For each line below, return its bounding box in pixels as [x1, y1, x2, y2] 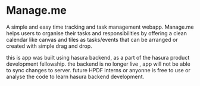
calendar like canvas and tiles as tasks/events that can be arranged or [6, 36, 178, 43]
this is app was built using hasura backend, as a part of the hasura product [6, 54, 190, 61]
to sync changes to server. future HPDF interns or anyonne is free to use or [6, 66, 190, 73]
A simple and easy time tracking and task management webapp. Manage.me [6, 23, 194, 30]
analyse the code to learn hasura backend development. [6, 73, 145, 80]
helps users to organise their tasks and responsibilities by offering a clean [6, 29, 187, 36]
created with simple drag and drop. [6, 42, 92, 50]
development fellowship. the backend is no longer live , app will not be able [6, 60, 190, 67]
